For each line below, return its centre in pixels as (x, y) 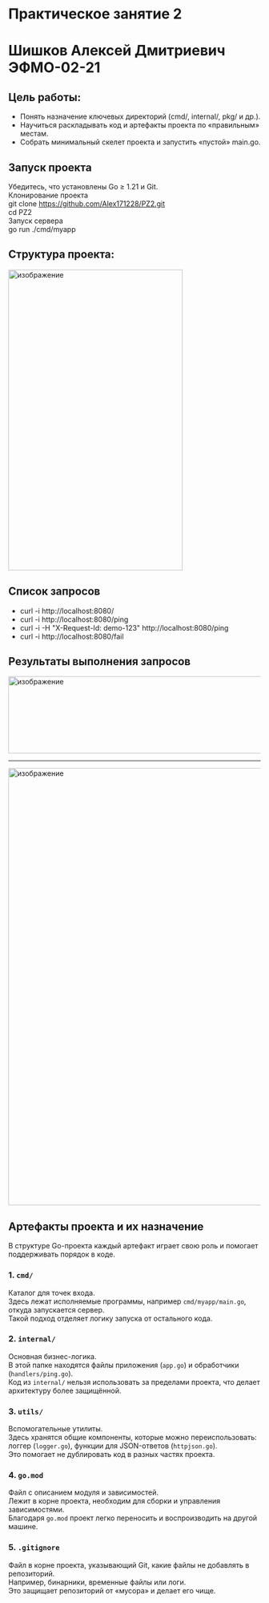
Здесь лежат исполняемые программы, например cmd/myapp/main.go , (127, 1301)
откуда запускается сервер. (56, 1309)
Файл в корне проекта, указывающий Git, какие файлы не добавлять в (129, 1564)
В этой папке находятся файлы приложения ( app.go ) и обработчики (124, 1365)
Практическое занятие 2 (95, 14)
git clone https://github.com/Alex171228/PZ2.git (87, 204)
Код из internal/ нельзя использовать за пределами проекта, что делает (134, 1382)
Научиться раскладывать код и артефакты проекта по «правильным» (140, 125)
